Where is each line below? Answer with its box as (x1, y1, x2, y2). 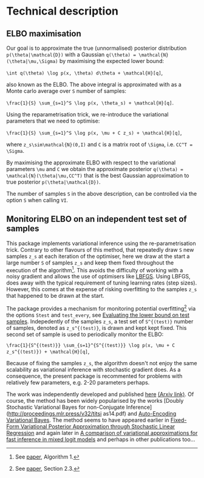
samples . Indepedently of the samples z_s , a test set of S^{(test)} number (6, 318, 194, 325)
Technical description (6, 4, 119, 18)
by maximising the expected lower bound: (59, 58, 164, 64)
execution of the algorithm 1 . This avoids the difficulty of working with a (6, 265, 183, 274)
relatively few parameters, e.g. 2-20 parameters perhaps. (6, 379, 150, 386)
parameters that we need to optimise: (6, 117, 100, 124)
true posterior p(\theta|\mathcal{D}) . (6, 178, 101, 186)
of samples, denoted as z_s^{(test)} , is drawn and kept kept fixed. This (6, 325, 187, 332)
